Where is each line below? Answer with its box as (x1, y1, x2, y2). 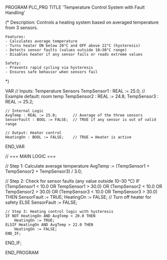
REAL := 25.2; (5, 99, 34, 104)
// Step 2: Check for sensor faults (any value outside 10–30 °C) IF (5, 178, 140, 184)
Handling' (5, 10, 25, 16)
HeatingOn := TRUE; (14, 218, 55, 223)
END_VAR (5, 144, 25, 150)
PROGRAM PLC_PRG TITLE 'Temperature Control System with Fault (5, 5, 145, 10)
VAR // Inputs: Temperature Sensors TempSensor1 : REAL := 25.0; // (5, 88, 145, 94)
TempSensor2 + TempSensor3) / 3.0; (5, 168, 82, 174)
